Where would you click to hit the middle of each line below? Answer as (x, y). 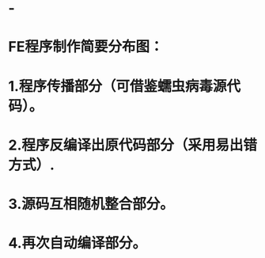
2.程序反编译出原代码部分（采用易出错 (132, 145)
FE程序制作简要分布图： (86, 47)
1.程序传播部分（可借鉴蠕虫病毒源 (117, 86)
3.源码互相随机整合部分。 (91, 204)
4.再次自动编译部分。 (78, 243)
